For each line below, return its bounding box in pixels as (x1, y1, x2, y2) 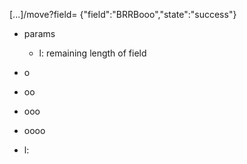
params (23, 28, 56, 39)
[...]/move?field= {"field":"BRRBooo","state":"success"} (9, 9, 237, 20)
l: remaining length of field (38, 47, 147, 59)
